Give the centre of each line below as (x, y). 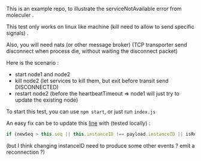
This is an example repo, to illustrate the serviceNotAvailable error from (94, 9)
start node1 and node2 (42, 74)
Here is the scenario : (33, 63)
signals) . (17, 33)
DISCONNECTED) (36, 87)
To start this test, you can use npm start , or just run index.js (81, 111)
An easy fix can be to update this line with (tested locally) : (78, 123)
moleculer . (20, 15)
